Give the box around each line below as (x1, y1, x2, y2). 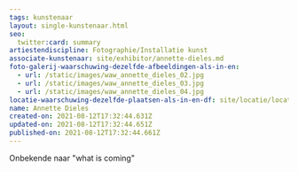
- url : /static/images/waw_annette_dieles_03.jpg (17, 79, 204, 88)
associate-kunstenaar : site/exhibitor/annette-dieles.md (9, 54, 224, 63)
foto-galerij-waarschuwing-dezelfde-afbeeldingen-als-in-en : (9, 63, 240, 72)
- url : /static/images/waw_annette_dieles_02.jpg (17, 71, 204, 80)
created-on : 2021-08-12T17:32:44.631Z (9, 112, 153, 121)
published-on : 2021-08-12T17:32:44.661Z (9, 129, 161, 137)
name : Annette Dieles (9, 104, 90, 113)
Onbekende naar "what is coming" (9, 152, 136, 163)
